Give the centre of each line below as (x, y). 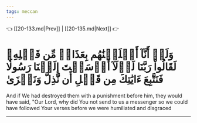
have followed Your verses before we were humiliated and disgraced (89, 108)
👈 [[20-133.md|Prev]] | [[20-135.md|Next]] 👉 (62, 28)
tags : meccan (22, 11)
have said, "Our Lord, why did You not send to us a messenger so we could (97, 102)
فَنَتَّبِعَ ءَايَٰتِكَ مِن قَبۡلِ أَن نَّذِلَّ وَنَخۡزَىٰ (85, 79)
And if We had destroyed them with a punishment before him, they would (94, 95)
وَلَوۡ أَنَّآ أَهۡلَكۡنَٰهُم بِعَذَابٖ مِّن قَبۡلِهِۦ (90, 54)
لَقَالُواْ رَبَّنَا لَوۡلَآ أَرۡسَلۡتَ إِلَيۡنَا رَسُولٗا (91, 66)
